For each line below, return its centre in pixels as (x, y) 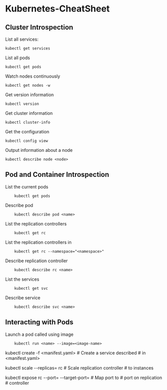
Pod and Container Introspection (57, 175)
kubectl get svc (31, 288)
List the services (22, 279)
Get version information (30, 95)
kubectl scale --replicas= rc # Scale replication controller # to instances (79, 368)
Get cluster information (29, 113)
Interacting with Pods (39, 322)
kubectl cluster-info (28, 122)
